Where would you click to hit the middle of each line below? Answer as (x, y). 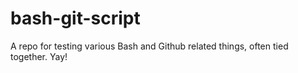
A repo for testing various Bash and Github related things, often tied (149, 46)
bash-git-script (75, 18)
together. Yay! (39, 56)
